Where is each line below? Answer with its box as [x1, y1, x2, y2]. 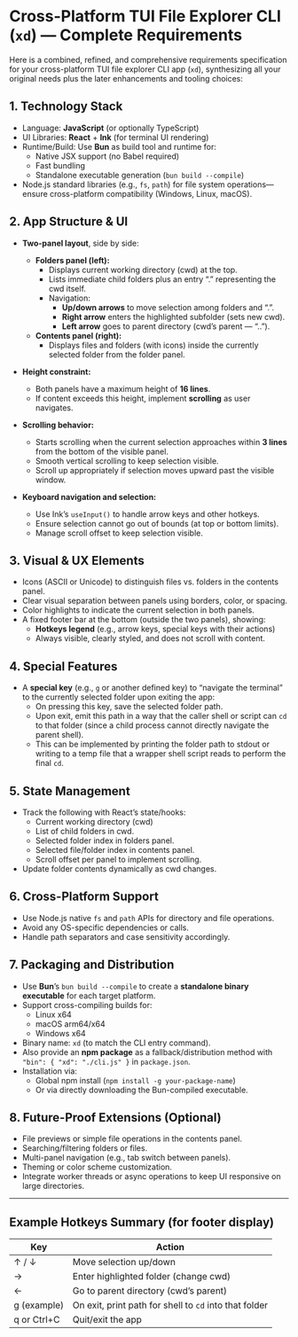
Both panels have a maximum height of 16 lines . [35, 383, 211, 394]
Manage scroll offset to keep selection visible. [35, 528, 204, 538]
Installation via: [21, 1066, 78, 1076]
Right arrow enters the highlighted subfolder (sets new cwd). [61, 311, 286, 322]
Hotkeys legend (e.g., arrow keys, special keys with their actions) [35, 623, 276, 635]
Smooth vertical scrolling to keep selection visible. [35, 455, 219, 466]
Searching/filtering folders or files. [21, 1143, 148, 1153]
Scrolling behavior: [21, 419, 95, 430]
